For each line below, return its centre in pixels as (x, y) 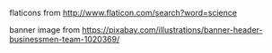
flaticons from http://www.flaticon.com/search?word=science (123, 13)
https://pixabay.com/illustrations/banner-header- (172, 30)
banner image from (45, 30)
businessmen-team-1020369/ (65, 39)
